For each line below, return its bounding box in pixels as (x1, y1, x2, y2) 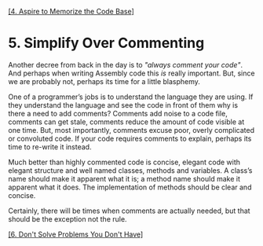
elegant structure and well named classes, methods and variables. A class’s (8, 165, 253, 175)
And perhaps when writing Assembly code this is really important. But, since (8, 68, 255, 78)
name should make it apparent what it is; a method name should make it (8, 174, 241, 183)
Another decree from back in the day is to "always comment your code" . (8, 60, 243, 69)
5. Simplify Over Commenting (8, 35, 205, 52)
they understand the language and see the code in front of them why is (8, 100, 238, 109)
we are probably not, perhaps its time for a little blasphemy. (8, 76, 200, 86)
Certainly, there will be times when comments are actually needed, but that (8, 206, 250, 215)
